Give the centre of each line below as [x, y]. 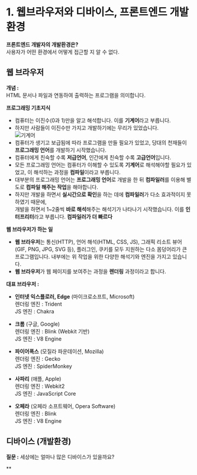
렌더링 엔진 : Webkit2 [40, 386]
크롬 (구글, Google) [37, 324]
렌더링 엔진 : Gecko [38, 358]
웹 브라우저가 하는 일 [30, 229]
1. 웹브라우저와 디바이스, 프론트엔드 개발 [98, 12]
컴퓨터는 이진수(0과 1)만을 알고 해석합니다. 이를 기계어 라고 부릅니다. [93, 120]
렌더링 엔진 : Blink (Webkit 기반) [52, 331]
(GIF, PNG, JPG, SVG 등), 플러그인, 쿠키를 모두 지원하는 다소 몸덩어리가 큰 [101, 249]
